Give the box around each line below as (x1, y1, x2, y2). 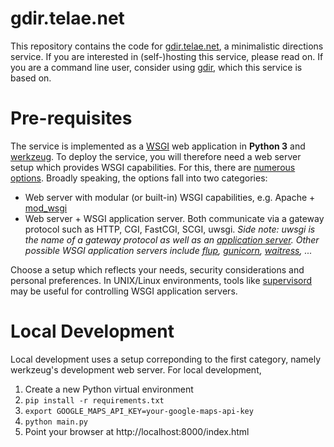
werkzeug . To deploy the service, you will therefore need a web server (10, 150, 302, 162)
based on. (10, 72, 52, 84)
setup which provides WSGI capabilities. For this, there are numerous (10, 161, 296, 173)
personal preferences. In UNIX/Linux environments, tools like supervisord (10, 274, 313, 286)
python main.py (24, 417, 89, 427)
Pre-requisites (10, 107, 133, 130)
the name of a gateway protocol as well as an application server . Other (24, 233, 320, 246)
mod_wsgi (24, 202, 68, 214)
